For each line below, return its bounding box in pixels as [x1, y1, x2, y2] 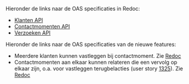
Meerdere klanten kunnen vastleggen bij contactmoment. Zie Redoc [14, 52, 181, 59]
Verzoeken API [14, 29, 51, 36]
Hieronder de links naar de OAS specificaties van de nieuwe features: [5, 41, 176, 48]
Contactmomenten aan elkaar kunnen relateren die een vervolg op [14, 59, 178, 66]
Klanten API [14, 17, 43, 23]
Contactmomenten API [14, 23, 70, 30]
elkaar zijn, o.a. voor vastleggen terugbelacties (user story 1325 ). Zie [14, 65, 183, 72]
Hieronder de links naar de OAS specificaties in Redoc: [5, 5, 141, 12]
